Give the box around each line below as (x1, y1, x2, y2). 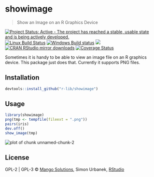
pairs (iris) (5, 122, 29, 127)
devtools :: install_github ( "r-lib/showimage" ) (5, 86, 98, 91)
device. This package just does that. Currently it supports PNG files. (5, 59, 140, 65)
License (5, 154, 29, 162)
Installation (5, 74, 40, 82)
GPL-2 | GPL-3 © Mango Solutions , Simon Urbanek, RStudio (5, 166, 125, 172)
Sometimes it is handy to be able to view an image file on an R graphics (5, 54, 147, 60)
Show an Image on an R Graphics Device (16, 19, 98, 25)
